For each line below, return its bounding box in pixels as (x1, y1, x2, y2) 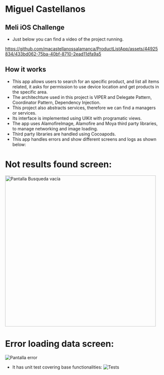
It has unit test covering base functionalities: (12, 364, 102, 370)
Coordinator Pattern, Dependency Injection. (12, 99, 101, 105)
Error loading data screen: (5, 338, 114, 349)
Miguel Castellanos (5, 3, 86, 15)
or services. (12, 110, 37, 116)
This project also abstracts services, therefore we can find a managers (12, 105, 156, 111)
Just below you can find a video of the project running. (12, 36, 124, 42)
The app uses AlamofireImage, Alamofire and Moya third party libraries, (12, 120, 158, 126)
